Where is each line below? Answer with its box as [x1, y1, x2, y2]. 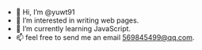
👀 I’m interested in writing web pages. [15, 16, 139, 25]
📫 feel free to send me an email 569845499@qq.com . [15, 33, 195, 42]
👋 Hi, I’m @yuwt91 [15, 8, 75, 16]
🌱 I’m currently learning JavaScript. [15, 24, 131, 33]
